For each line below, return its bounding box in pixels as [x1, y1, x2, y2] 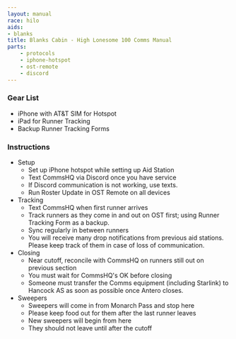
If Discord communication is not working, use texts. [28, 181, 178, 189]
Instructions [7, 142, 51, 152]
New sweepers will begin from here [28, 316, 132, 325]
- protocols [20, 50, 55, 57]
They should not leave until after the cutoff [28, 324, 153, 333]
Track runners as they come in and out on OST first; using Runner [28, 211, 220, 220]
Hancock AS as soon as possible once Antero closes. [28, 287, 184, 295]
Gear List [7, 93, 40, 103]
